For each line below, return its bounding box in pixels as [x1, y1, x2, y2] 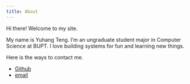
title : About [6, 8, 38, 15]
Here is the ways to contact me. [6, 53, 84, 61]
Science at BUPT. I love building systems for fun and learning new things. [6, 42, 185, 49]
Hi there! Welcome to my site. [6, 25, 78, 32]
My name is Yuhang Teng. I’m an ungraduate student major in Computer [6, 36, 181, 43]
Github [14, 65, 31, 72]
